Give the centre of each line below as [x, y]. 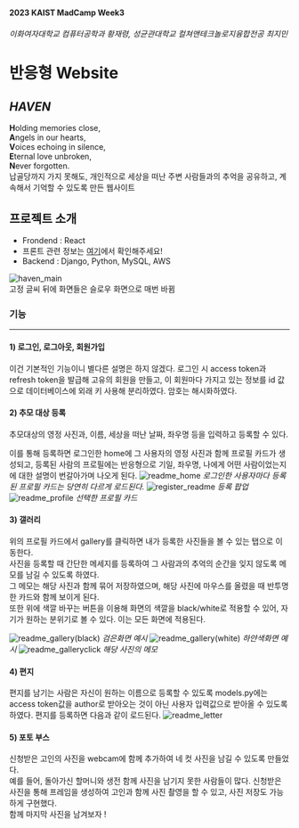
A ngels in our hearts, [48, 137]
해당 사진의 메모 [130, 649]
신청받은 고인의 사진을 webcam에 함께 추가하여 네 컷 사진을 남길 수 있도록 [137, 758]
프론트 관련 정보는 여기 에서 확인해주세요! [92, 251]
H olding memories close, [55, 128]
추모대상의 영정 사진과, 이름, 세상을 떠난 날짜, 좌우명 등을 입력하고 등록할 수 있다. [149, 434]
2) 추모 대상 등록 [38, 413]
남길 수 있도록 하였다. [62, 574]
